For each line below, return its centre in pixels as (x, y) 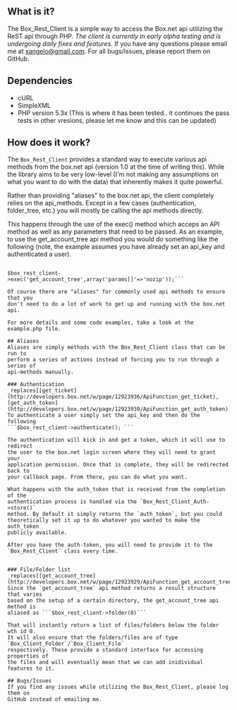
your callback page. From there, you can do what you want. (98, 477)
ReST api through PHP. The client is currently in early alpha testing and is (114, 36)
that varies (25, 595)
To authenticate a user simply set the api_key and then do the (104, 416)
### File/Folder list (39, 570)
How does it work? (49, 143)
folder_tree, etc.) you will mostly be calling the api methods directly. (105, 210)
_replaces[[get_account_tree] (52, 576)
